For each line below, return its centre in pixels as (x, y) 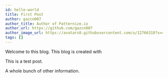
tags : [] (14, 38)
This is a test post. (24, 61)
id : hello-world (22, 10)
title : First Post (24, 14)
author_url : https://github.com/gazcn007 (49, 28)
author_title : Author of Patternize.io (47, 24)
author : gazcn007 (23, 19)
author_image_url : (24, 33)
